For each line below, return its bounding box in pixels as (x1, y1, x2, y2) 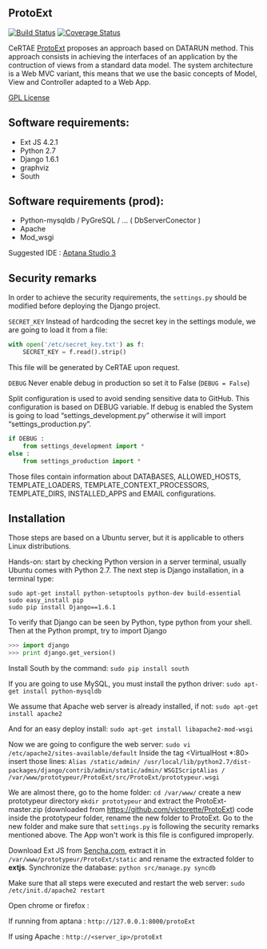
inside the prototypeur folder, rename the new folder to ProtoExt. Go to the (8, 813, 253, 823)
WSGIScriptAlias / (163, 766, 225, 775)
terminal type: (8, 574, 54, 584)
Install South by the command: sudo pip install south (8, 664, 189, 674)
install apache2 (8, 710, 62, 718)
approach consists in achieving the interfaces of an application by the (8, 51, 238, 61)
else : (8, 449, 30, 457)
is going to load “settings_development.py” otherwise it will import (8, 411, 226, 420)
